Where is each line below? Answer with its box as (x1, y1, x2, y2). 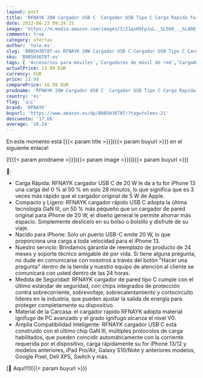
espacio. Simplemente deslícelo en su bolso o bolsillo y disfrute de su (14, 218, 188, 226)
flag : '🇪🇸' (6, 99, 36, 105)
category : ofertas (6, 37, 53, 43)
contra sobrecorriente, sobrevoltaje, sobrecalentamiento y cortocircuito (14, 288, 193, 296)
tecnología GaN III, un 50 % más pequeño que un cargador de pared (14, 205, 185, 212)
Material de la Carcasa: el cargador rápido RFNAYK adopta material (14, 308, 183, 315)
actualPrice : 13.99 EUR (6, 65, 66, 71)
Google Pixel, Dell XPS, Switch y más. (14, 353, 109, 360)
